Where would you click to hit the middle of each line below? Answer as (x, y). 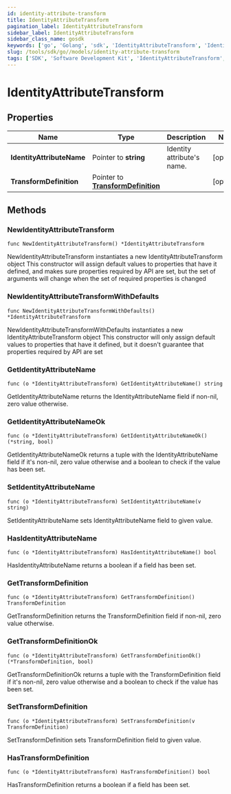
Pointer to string (119, 157)
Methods (27, 210)
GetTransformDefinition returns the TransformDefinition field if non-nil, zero (114, 616)
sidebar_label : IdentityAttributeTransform (70, 33)
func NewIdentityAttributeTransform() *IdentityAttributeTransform (106, 244)
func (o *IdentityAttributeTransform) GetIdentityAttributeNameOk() (107, 436)
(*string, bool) (30, 442)
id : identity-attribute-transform (57, 13)
